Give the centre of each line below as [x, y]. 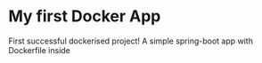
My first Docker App [85, 16]
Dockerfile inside [39, 50]
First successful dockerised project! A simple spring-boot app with [131, 41]
